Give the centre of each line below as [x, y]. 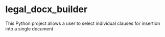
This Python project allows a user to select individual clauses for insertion [83, 23]
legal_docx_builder [46, 9]
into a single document [29, 28]
